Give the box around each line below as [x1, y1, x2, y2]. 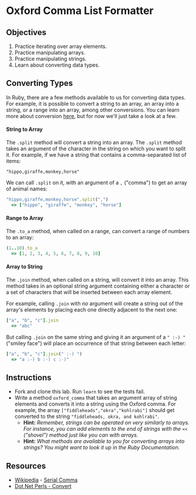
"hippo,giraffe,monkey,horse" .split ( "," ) [6, 197, 109, 203]
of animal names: [6, 185, 48, 192]
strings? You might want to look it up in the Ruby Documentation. [23, 444, 180, 451]
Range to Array [6, 214, 44, 221]
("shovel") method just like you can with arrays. [23, 431, 139, 439]
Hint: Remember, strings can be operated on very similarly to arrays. [23, 419, 190, 426]
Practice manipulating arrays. [14, 49, 86, 56]
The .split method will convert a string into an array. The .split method [6, 139, 183, 146]
